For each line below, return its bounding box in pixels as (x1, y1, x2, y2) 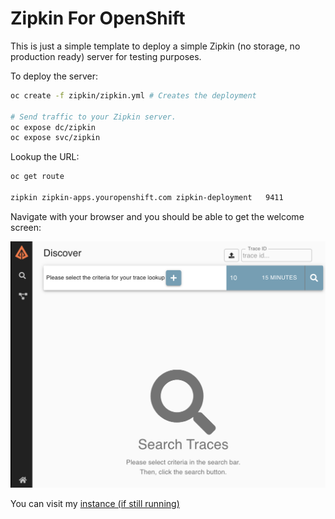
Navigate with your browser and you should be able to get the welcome (10, 210, 305, 222)
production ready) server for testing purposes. (10, 50, 202, 62)
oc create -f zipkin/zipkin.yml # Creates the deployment (10, 90, 257, 101)
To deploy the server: (10, 70, 98, 82)
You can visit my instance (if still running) (10, 498, 180, 510)
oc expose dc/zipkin (10, 122, 97, 132)
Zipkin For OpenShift (10, 7, 186, 30)
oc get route (10, 172, 65, 182)
